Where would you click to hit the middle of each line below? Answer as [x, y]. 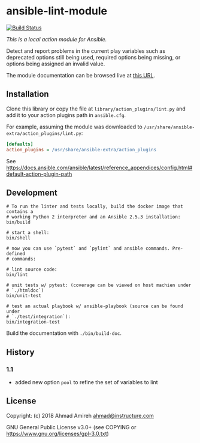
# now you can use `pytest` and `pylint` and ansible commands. [88, 249]
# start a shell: [28, 233]
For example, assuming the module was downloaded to [74, 127]
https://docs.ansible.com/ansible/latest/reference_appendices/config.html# [99, 167]
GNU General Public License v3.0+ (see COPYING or [71, 427]
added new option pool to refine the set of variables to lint [86, 382]
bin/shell [19, 238]
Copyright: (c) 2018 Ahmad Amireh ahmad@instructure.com [80, 415]
